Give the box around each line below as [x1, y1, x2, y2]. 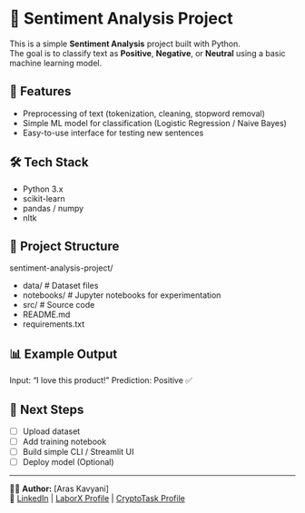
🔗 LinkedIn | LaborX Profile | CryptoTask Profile [9, 493, 186, 504]
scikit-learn [22, 192, 65, 203]
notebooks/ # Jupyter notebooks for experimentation [22, 290, 221, 301]
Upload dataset [22, 426, 81, 437]
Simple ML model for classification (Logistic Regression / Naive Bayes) [22, 117, 288, 128]
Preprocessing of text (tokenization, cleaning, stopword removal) [22, 108, 266, 119]
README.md [22, 309, 71, 321]
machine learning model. [9, 57, 103, 68]
